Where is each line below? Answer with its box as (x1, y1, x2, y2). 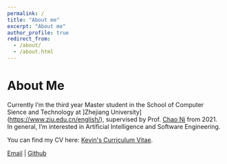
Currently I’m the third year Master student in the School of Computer (7, 100, 204, 108)
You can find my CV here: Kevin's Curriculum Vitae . (7, 135, 153, 144)
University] (110, 108, 142, 116)
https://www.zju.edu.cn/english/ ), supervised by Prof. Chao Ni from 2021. (9, 115, 218, 124)
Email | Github (7, 149, 47, 157)
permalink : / (7, 10, 45, 17)
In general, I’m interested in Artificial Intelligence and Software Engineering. (7, 122, 221, 130)
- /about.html (13, 49, 54, 56)
